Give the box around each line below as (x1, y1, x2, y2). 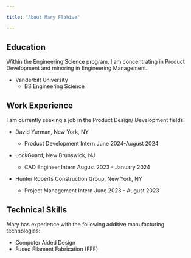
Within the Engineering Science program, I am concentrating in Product (6, 58, 186, 66)
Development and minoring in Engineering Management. (6, 64, 148, 72)
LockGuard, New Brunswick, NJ (15, 152, 95, 159)
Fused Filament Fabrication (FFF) (15, 245, 99, 253)
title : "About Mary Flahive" (6, 14, 80, 20)
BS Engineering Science (24, 83, 85, 90)
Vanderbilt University (15, 76, 68, 84)
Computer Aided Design (15, 239, 76, 246)
